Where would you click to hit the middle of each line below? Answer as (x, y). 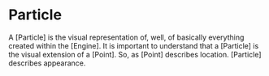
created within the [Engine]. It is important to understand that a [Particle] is (134, 45)
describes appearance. (47, 63)
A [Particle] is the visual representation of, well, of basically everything (126, 37)
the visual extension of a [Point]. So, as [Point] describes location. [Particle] (135, 54)
